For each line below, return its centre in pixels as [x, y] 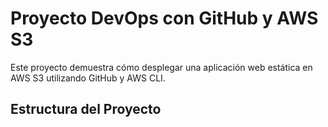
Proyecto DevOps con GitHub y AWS [164, 18]
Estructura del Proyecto [86, 109]
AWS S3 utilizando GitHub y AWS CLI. [88, 78]
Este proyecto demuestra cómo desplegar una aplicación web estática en [161, 67]
